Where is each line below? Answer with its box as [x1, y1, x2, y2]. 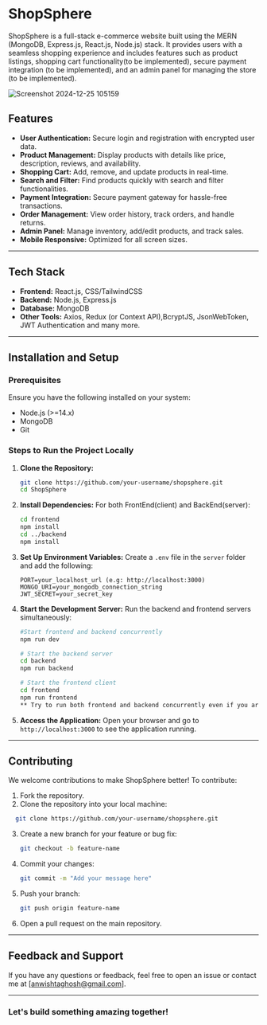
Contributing [8, 754, 73, 769]
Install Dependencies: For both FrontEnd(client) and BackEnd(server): [19, 500, 250, 510]
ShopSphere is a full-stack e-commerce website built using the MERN [8, 31, 237, 41]
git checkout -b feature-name [19, 845, 121, 853]
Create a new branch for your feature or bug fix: [19, 829, 177, 839]
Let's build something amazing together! [8, 1006, 169, 1017]
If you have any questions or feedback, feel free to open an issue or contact [8, 970, 257, 980]
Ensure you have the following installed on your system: [8, 393, 191, 402]
